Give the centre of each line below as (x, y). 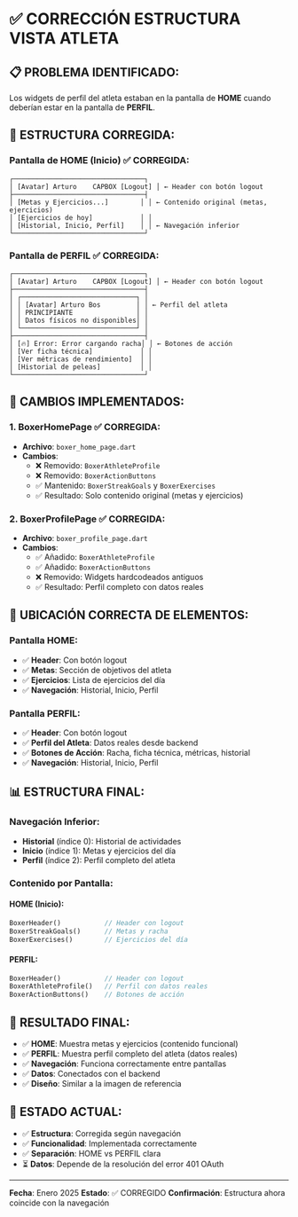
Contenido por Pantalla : (61, 883)
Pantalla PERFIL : (45, 713)
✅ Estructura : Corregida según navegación (102, 1133)
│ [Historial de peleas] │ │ (81, 367)
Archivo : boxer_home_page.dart (79, 446)
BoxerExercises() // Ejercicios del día (99, 939)
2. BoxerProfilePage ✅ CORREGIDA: (87, 519)
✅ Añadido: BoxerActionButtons (93, 567)
